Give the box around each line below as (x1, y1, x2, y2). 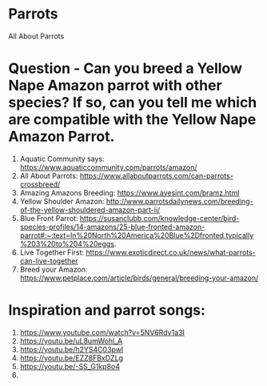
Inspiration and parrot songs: (8, 301, 206, 320)
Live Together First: (19, 247, 85, 257)
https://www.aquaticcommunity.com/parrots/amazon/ (19, 162, 197, 172)
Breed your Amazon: (19, 264, 88, 274)
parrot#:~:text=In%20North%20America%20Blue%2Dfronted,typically (19, 230, 254, 240)
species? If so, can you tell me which (8, 94, 257, 112)
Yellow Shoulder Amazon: (19, 196, 105, 206)
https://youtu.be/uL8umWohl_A (19, 336, 123, 345)
